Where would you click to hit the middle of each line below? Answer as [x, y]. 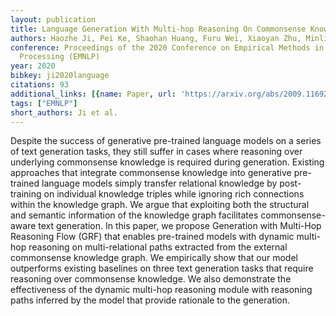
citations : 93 [40, 85]
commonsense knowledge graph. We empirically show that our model [154, 258]
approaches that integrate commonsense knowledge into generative [151, 173]
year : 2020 [33, 66]
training [26, 194]
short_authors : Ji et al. [64, 112]
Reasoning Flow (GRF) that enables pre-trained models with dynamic [152, 237]
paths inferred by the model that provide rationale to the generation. [150, 300]
